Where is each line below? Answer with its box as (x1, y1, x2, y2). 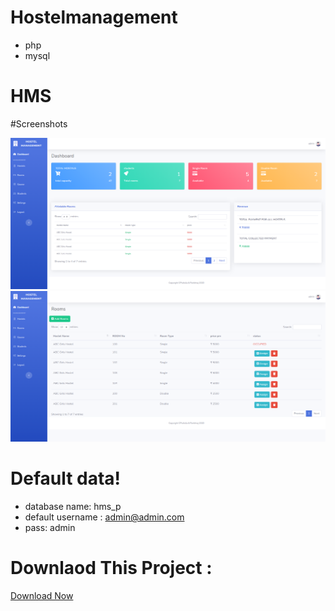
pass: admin (24, 522, 76, 534)
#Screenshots (10, 117, 68, 130)
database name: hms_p (24, 501, 122, 513)
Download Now (10, 590, 74, 602)
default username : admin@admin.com (24, 511, 185, 523)
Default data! (10, 467, 122, 490)
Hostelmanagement (10, 6, 178, 29)
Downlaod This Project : (10, 557, 213, 580)
